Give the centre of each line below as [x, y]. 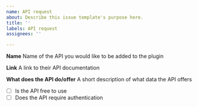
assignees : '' [24, 34]
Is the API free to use [41, 91]
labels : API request [32, 28]
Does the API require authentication [59, 98]
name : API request [29, 12]
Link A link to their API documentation [53, 68]
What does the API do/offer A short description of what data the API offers [99, 80]
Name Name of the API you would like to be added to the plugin [85, 56]
